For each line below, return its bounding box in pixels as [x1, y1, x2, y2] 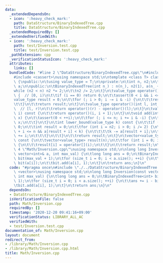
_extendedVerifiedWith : [9, 34, 57, 39]
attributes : [9, 61, 34, 66]
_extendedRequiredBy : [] [9, 30, 60, 34]
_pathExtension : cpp [9, 52, 51, 57]
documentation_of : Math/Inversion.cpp [5, 228, 83, 233]
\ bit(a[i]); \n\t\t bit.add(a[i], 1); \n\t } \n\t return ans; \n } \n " [14, 161, 147, 165]
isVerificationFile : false [9, 197, 64, 201]
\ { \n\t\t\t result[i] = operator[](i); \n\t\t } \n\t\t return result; [14, 143, 153, 148]
